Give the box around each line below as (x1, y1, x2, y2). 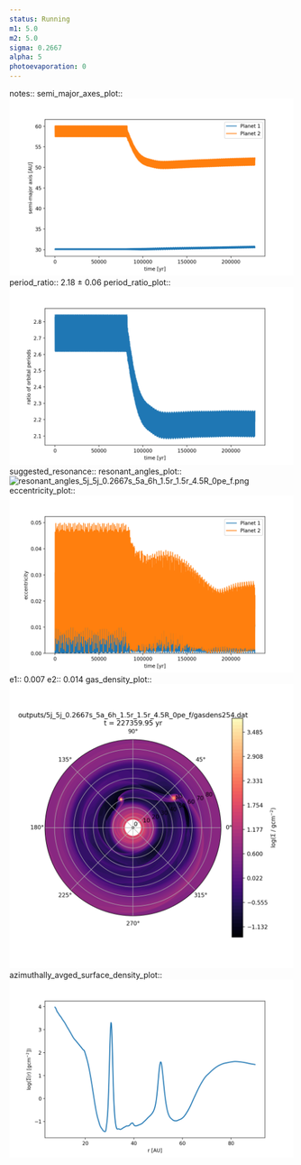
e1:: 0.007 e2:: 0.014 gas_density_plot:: (9, 674, 152, 685)
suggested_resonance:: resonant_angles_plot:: (9, 466, 182, 476)
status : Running (9, 14, 70, 23)
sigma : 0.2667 (9, 43, 63, 52)
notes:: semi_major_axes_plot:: (9, 88, 123, 98)
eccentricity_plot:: (9, 485, 76, 495)
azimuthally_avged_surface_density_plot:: (9, 970, 162, 980)
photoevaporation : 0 (9, 62, 87, 71)
